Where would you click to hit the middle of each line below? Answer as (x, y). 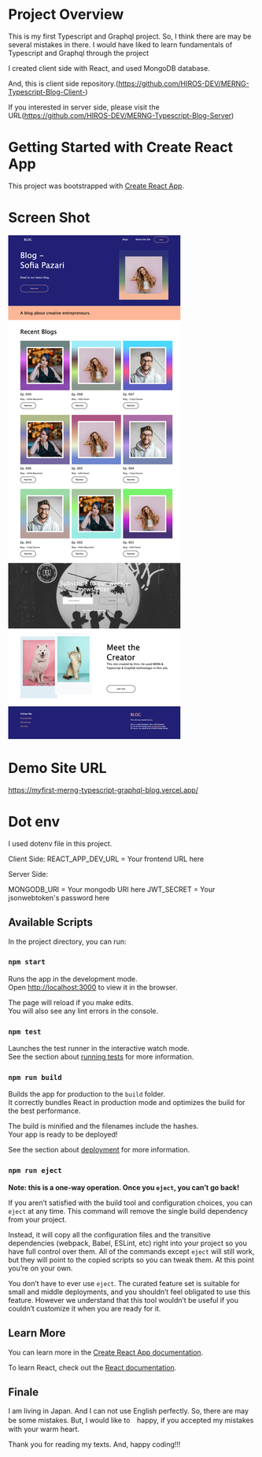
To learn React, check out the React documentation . (92, 1367)
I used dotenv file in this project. (60, 843)
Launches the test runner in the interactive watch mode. (99, 1048)
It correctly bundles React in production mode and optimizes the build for (127, 1103)
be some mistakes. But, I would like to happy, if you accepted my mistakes (131, 1420)
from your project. (37, 1219)
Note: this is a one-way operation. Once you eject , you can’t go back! (124, 1187)
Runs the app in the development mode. (73, 978)
